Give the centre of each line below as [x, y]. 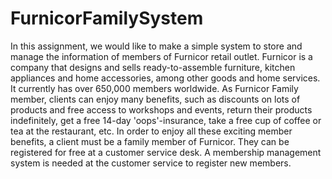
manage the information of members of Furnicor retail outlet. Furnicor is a [161, 56]
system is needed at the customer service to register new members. [151, 163]
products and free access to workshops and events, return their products [161, 109]
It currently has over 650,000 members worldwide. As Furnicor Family [154, 88]
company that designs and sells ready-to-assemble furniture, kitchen [153, 67]
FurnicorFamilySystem [107, 18]
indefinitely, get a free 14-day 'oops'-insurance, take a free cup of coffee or [166, 120]
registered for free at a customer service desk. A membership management [166, 152]
